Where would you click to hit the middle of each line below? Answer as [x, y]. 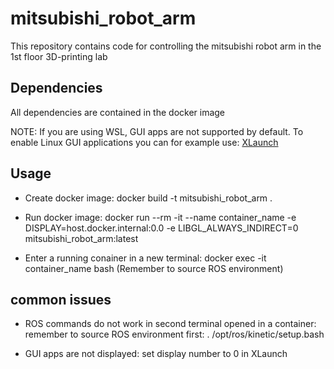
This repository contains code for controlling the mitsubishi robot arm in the [166, 46]
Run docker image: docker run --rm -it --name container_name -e [160, 217]
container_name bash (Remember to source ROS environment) [154, 268]
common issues [61, 299]
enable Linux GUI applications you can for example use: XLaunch [144, 142]
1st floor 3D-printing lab [59, 56]
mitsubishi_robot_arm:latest [81, 238]
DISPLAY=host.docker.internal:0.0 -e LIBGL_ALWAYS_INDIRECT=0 [161, 228]
